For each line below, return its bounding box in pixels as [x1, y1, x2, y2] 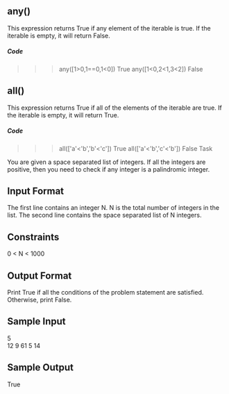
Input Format [7, 185, 65, 197]
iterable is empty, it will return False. [7, 31, 110, 40]
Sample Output [7, 361, 74, 374]
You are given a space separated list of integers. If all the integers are [7, 158, 206, 166]
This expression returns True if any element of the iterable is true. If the [7, 24, 211, 32]
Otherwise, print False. [7, 295, 72, 304]
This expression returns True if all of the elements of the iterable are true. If [7, 104, 222, 112]
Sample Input [7, 315, 66, 327]
